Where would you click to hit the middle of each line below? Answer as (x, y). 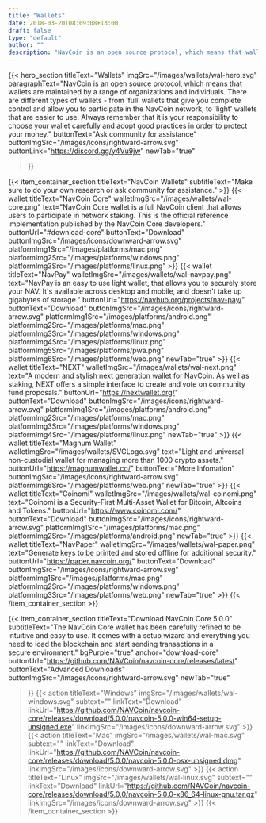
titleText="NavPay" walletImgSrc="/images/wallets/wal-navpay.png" (120, 274)
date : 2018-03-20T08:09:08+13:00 (63, 23)
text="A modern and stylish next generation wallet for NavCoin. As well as (129, 375)
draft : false (30, 30)
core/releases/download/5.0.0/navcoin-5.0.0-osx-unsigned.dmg (133, 760)
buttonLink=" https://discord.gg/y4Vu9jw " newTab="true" (102, 151)
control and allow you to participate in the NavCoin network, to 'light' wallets (133, 109)
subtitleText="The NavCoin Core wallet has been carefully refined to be (125, 627)
